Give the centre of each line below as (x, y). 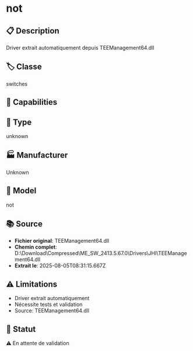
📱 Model (21, 191)
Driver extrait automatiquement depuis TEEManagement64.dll (80, 48)
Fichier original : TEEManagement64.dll (62, 241)
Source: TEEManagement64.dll (52, 311)
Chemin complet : (36, 247)
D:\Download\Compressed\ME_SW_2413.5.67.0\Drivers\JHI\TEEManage (101, 253)
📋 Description (33, 31)
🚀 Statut (21, 329)
